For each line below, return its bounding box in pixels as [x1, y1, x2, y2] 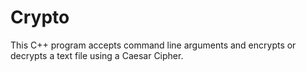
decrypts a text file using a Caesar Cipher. [10, 49, 184, 61]
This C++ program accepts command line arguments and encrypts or [10, 39, 297, 51]
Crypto [10, 6, 70, 29]
